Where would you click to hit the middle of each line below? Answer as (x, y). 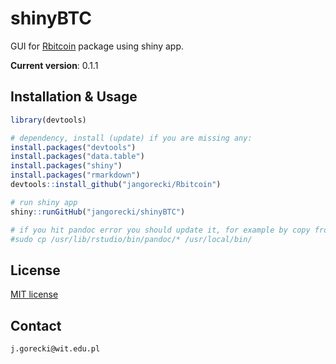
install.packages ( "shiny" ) (66, 166)
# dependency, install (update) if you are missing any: (131, 138)
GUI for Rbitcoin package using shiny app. (97, 46)
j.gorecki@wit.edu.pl (55, 349)
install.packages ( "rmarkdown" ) (75, 175)
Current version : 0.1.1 (54, 65)
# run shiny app (44, 202)
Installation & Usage (74, 97)
